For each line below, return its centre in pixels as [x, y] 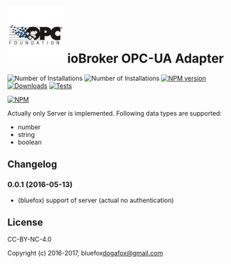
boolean [29, 142]
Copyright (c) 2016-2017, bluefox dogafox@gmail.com [85, 253]
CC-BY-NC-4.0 [29, 239]
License [25, 222]
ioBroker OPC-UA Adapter [146, 59]
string [26, 134]
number [29, 127]
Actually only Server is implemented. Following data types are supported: [115, 113]
